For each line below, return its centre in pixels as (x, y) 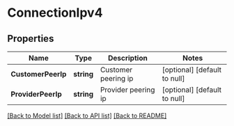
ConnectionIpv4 (55, 13)
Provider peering (127, 90)
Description (127, 58)
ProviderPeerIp (36, 94)
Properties (31, 39)
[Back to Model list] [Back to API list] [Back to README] (87, 116)
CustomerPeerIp (39, 74)
